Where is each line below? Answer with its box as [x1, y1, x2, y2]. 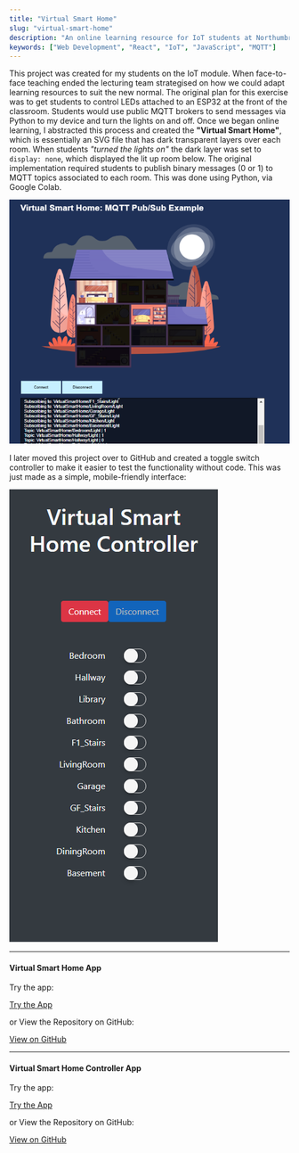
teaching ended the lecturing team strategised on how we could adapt [27, 78, 285, 88]
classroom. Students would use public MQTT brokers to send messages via [9, 106, 287, 117]
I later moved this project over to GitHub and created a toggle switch [9, 452, 260, 463]
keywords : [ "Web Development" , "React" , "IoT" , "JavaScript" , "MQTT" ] [9, 43, 277, 52]
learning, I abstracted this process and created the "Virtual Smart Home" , [9, 125, 282, 136]
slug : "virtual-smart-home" [9, 23, 114, 33]
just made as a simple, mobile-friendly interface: [9, 471, 187, 482]
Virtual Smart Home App [9, 962, 102, 973]
